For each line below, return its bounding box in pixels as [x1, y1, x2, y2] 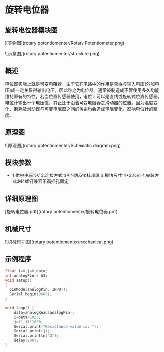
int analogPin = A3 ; [5, 273, 48, 278]
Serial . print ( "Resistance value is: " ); [14, 324, 99, 329]
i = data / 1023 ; [14, 315, 41, 320]
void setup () [5, 278, 32, 283]
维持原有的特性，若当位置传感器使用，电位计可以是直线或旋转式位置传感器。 [5, 93, 162, 99]
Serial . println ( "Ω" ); [14, 333, 59, 338]
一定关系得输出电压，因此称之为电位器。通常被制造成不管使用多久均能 [15, 87, 160, 93]
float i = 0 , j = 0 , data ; [5, 268, 48, 273]
